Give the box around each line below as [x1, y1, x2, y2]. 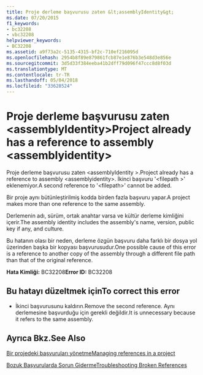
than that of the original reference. [6, 256, 93, 263]
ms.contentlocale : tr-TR [6, 72, 70, 78]
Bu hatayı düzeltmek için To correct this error [6, 286, 180, 297]
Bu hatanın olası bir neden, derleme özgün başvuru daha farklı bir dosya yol [6, 237, 197, 244]
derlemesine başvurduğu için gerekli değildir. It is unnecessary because [15, 309, 196, 316]
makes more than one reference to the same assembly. [6, 200, 145, 207]
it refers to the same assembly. [15, 315, 94, 322]
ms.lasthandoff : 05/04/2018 [6, 77, 79, 83]
